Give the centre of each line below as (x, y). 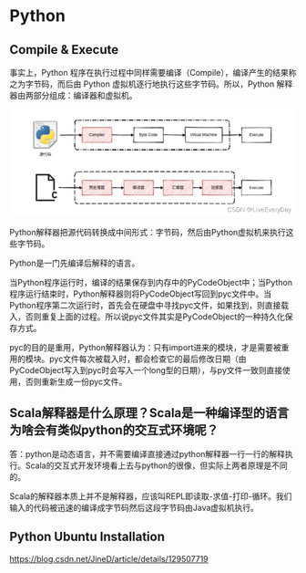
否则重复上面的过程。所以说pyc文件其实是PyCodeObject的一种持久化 (155, 317)
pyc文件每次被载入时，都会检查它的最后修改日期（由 (148, 359)
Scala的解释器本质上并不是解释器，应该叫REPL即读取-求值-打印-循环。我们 (151, 496)
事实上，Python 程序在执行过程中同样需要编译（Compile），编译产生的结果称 (153, 73)
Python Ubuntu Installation (87, 537)
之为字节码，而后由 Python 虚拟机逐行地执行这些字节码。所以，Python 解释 (151, 84)
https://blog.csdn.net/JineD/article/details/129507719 (109, 558)
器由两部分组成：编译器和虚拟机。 (73, 95)
